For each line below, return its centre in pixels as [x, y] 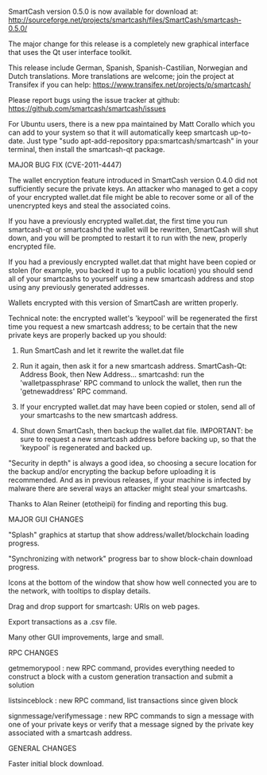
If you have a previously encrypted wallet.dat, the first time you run [118, 221]
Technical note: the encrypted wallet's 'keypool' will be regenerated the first [133, 318]
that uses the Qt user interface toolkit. [70, 52]
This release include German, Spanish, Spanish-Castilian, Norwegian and [128, 68]
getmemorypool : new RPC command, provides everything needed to [122, 668]
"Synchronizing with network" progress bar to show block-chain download [130, 558]
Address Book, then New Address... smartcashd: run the [112, 374]
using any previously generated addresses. [79, 287]
